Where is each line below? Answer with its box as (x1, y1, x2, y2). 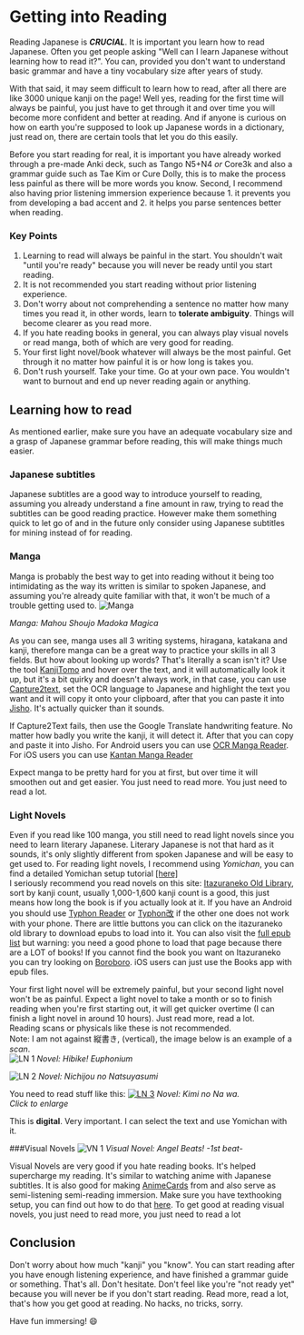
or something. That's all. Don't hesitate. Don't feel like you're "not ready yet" (9, 1279, 295, 1290)
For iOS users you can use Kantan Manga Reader (9, 749, 193, 760)
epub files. (9, 966, 50, 977)
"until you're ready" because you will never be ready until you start (22, 260, 273, 271)
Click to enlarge (9, 1098, 69, 1109)
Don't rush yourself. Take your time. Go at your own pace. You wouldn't (22, 366, 290, 377)
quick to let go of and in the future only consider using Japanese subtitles (9, 518, 286, 529)
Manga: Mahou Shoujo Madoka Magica (9, 617, 159, 628)
